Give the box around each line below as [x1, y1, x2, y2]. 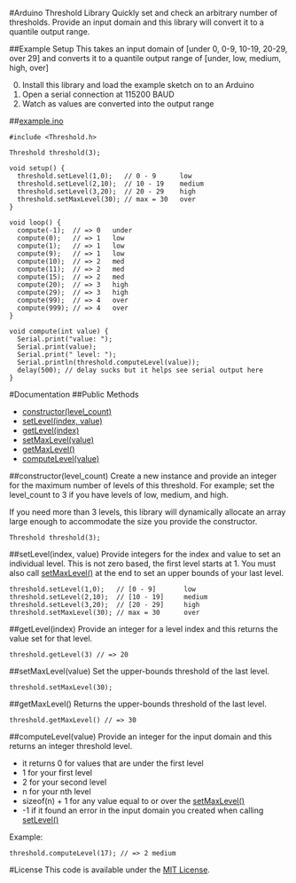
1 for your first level [21, 768, 93, 777]
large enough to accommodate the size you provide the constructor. [9, 516, 258, 526]
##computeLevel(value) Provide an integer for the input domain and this [9, 731, 272, 742]
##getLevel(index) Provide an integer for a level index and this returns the [9, 624, 278, 634]
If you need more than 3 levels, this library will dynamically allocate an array [9, 507, 286, 517]
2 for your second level [21, 777, 107, 787]
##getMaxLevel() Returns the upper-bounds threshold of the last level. [9, 698, 268, 709]
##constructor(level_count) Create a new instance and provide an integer [9, 470, 277, 481]
